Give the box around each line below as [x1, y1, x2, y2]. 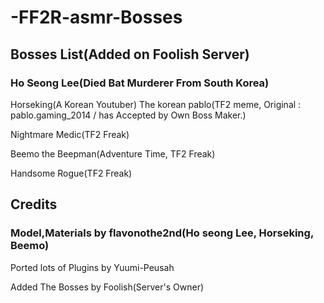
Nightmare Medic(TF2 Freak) [10, 128, 130, 140]
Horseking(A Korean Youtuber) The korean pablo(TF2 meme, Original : [10, 98, 302, 110]
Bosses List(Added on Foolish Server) [10, 46, 250, 63]
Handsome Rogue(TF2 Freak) [10, 167, 133, 179]
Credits [10, 196, 58, 213]
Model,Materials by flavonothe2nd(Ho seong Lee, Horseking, [10, 226, 314, 240]
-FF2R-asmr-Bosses [10, 6, 183, 29]
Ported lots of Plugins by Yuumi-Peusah [10, 261, 175, 273]
